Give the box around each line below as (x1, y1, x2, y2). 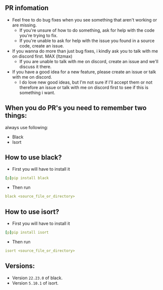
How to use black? (5, 154, 62, 162)
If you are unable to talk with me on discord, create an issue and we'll (19, 58, 159, 64)
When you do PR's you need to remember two (5, 104, 147, 112)
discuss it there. (19, 64, 52, 69)
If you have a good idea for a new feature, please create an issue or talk (12, 68, 157, 75)
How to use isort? (5, 207, 59, 216)
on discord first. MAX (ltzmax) (12, 53, 73, 59)
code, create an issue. (19, 43, 64, 48)
